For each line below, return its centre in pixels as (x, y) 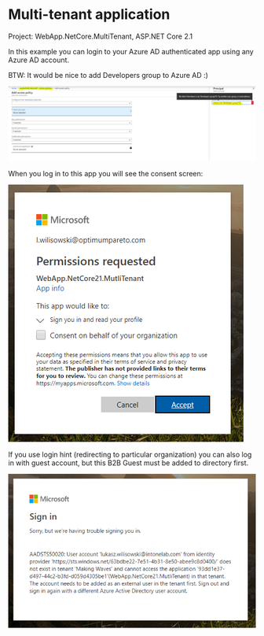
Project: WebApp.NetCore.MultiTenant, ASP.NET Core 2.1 (101, 36)
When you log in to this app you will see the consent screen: (106, 173)
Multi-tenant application (89, 15)
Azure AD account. (38, 60)
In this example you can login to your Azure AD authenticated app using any (131, 51)
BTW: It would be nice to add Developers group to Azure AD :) (108, 75)
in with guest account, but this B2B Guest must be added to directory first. (128, 463)
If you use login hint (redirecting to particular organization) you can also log (130, 454)
